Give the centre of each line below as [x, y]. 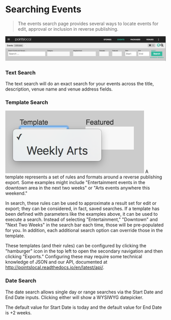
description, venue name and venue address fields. [59, 89]
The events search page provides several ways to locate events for [88, 24]
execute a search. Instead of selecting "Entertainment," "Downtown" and [81, 220]
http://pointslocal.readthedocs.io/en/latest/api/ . [55, 267]
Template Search [27, 102]
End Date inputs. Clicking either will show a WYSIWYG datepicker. [74, 297]
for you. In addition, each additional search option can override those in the [84, 231]
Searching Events [43, 9]
